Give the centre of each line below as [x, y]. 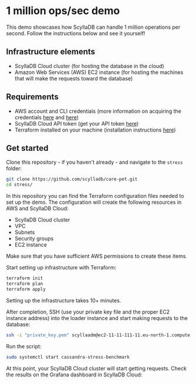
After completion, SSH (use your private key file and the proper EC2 [88, 312]
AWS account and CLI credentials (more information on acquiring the [98, 111]
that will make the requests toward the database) [74, 78]
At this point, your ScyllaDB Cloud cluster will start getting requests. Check [96, 368]
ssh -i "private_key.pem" [38, 335]
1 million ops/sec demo [63, 11]
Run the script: [24, 346]
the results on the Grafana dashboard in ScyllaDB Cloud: [74, 375]
